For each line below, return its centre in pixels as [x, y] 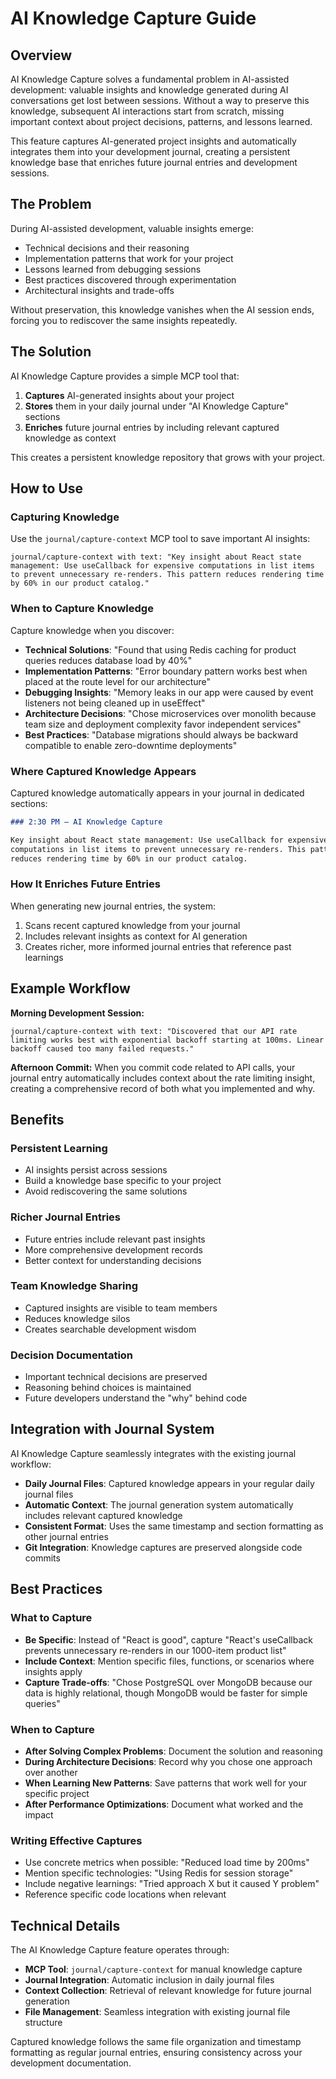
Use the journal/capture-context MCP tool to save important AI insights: [160, 539]
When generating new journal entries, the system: [113, 906]
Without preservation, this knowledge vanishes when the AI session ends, [162, 309]
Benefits [37, 1119]
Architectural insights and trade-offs [99, 290]
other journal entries [66, 1536]
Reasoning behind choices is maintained [108, 1388]
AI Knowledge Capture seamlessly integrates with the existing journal [153, 1453]
